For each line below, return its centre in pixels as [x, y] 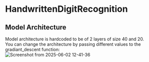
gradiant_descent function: [33, 49]
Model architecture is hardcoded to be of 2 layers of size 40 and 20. [75, 39]
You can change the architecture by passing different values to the [73, 44]
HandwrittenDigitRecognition [67, 9]
